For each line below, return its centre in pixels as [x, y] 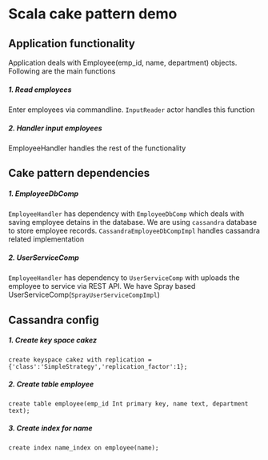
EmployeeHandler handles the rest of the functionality [97, 148]
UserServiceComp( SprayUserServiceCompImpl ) [84, 295]
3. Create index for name [51, 428]
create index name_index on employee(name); [84, 448]
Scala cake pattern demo [93, 14]
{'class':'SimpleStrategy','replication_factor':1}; [98, 366]
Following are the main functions [62, 71]
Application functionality [72, 44]
